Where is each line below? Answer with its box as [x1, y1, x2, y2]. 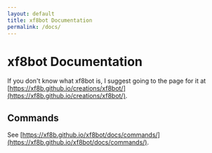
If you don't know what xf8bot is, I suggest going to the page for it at [7, 76, 206, 85]
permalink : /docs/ [7, 23, 61, 30]
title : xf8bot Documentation [7, 17, 93, 24]
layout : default [7, 10, 55, 18]
